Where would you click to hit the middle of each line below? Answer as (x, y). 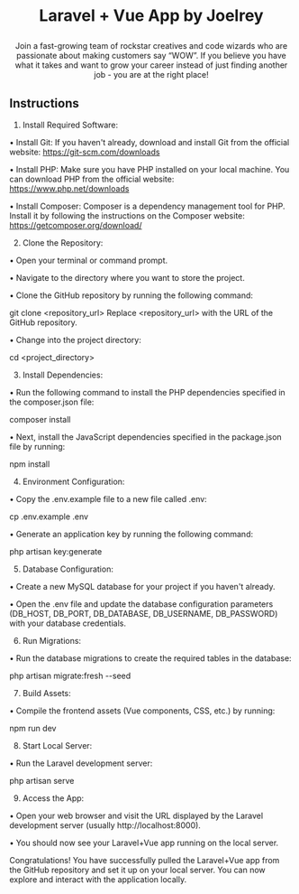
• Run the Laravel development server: (81, 763)
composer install (40, 419)
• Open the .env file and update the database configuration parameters (141, 604)
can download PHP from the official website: (92, 179)
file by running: (37, 447)
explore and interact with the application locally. (98, 880)
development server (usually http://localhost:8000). (105, 825)
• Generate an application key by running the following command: (131, 534)
